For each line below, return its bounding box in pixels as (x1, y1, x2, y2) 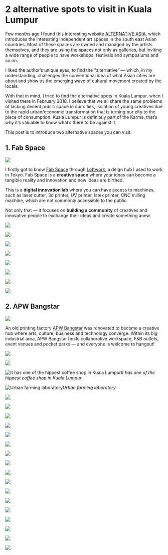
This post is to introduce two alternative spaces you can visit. (5, 129, 132, 135)
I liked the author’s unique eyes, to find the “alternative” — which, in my (5, 67, 153, 73)
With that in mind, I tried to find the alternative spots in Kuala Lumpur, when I (5, 93, 163, 99)
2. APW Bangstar (5, 302, 60, 311)
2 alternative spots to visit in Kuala (5, 4, 152, 15)
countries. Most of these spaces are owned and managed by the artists (5, 41, 153, 47)
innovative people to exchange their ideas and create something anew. (5, 212, 151, 219)
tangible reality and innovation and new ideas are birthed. (5, 177, 124, 183)
